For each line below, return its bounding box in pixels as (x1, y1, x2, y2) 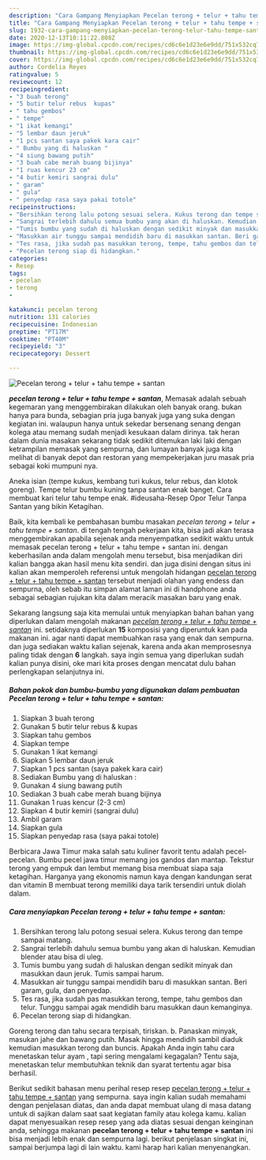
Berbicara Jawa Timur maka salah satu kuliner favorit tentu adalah (9, 846, 224, 856)
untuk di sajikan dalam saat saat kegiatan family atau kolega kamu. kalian (9, 1109, 247, 1118)
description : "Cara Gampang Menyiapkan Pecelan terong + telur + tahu (9, 11, 246, 20)
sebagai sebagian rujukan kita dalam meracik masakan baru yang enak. (9, 593, 242, 602)
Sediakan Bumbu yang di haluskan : (20, 772, 137, 782)
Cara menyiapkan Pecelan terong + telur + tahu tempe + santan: (9, 907, 226, 916)
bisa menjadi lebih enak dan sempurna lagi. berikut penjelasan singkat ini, (9, 1134, 249, 1143)
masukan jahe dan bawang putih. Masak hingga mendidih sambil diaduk (9, 1034, 243, 1044)
